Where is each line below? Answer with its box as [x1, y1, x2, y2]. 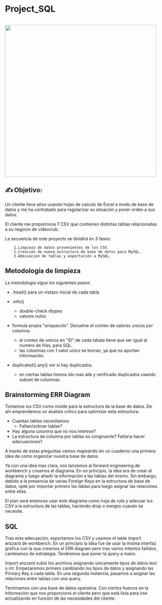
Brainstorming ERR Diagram [5, 390, 90, 399]
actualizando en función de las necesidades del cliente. [5, 595, 116, 601]
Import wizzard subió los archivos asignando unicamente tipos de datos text [5, 560, 157, 566]
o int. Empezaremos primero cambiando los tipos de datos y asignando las [5, 565, 154, 571]
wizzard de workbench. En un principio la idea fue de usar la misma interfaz [5, 540, 156, 546]
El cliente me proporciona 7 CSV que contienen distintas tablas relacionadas [5, 221, 157, 227]
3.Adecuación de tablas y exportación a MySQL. [14, 254, 111, 259]
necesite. [5, 508, 24, 514]
